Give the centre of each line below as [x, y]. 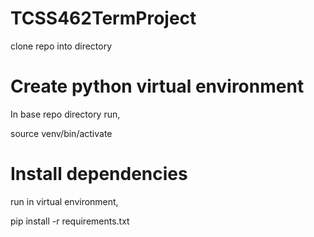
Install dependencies [99, 174]
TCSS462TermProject [103, 18]
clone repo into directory [61, 46]
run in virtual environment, [64, 201]
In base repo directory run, [65, 114]
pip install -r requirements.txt [70, 221]
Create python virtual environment [157, 86]
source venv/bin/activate [61, 133]
